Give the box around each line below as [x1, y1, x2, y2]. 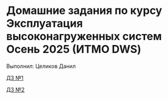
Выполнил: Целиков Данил [6, 62, 76, 70]
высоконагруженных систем [6, 30, 162, 43]
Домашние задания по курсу [6, 4, 163, 18]
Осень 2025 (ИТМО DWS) [6, 43, 141, 56]
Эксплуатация [6, 16, 83, 30]
